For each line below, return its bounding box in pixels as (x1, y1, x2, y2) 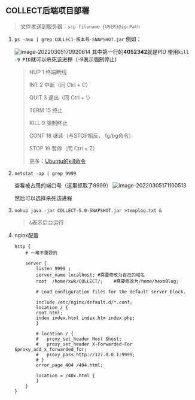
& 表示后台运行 (29, 219, 64, 226)
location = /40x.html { (36, 372, 95, 378)
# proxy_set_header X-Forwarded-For (36, 341, 133, 347)
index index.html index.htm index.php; (36, 315, 135, 321)
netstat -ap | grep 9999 (14, 170, 77, 177)
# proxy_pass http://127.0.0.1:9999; (36, 351, 135, 357)
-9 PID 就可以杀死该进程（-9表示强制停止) (14, 56, 117, 63)
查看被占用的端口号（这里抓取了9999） (14, 181, 112, 189)
